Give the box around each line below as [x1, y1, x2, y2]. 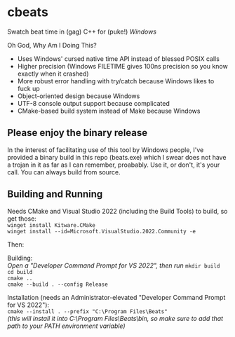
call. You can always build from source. [7, 167, 121, 176]
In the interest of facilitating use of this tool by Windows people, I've [7, 145, 204, 154]
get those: [7, 214, 37, 223]
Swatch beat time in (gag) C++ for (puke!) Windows [7, 27, 156, 36]
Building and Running [7, 188, 103, 200]
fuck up [17, 84, 40, 92]
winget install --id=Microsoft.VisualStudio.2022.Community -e [7, 228, 196, 235]
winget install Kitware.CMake [7, 221, 96, 228]
